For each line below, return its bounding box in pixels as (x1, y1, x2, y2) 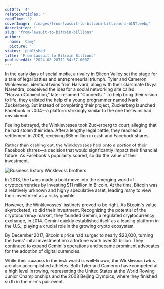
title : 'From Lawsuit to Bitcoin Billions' (5, 53, 96, 58)
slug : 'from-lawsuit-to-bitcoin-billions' (5, 30, 94, 35)
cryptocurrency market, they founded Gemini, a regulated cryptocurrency (5, 212, 155, 219)
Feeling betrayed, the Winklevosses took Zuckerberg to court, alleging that (5, 122, 157, 128)
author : (5, 35, 21, 40)
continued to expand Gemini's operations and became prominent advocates (5, 243, 160, 249)
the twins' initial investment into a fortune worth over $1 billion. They (5, 238, 144, 244)
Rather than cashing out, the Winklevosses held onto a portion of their (5, 142, 147, 148)
